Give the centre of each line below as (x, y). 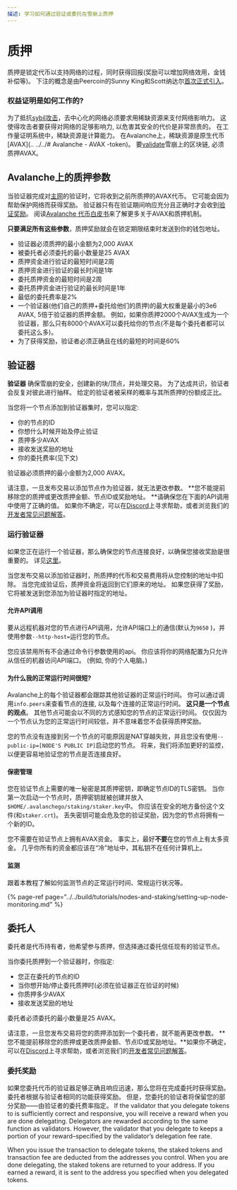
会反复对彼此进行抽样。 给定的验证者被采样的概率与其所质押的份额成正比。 (116, 393)
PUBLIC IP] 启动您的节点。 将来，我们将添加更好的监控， (146, 745)
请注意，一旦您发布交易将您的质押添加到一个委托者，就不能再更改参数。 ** (116, 1033)
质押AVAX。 (25, 153)
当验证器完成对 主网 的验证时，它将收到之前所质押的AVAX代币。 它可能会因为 (118, 196)
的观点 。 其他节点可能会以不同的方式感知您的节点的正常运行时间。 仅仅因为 (117, 712)
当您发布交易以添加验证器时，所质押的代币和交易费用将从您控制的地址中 (112, 575)
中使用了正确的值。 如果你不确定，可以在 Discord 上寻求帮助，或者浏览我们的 (118, 506)
